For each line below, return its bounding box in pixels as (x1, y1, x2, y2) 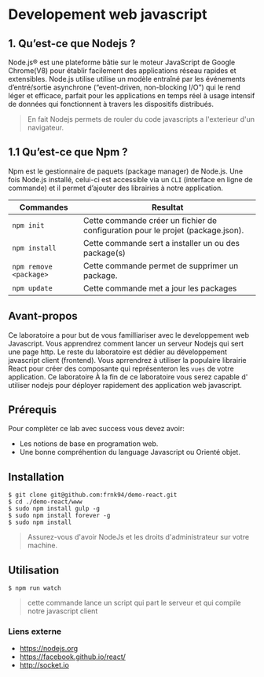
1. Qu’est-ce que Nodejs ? (8, 37, 136, 50)
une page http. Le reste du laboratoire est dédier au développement (8, 347, 228, 357)
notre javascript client (27, 606, 98, 616)
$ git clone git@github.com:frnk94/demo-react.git (8, 491, 178, 500)
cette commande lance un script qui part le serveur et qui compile (27, 598, 241, 608)
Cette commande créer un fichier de (82, 214, 218, 225)
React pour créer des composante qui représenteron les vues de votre (8, 364, 234, 373)
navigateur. (27, 123, 64, 132)
